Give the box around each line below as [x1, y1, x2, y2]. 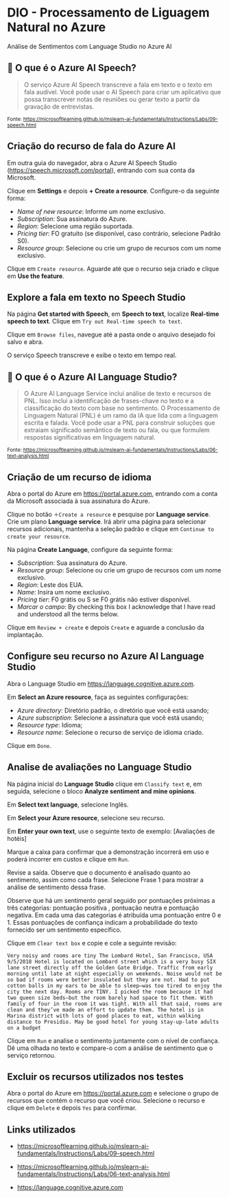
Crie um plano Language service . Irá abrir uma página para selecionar [7, 517, 206, 526]
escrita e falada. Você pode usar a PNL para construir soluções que [23, 418, 215, 427]
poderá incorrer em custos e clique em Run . [7, 855, 130, 863]
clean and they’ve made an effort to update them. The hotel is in [7, 1006, 204, 1013]
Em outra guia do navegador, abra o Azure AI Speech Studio [7, 158, 177, 167]
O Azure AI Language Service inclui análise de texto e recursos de [23, 389, 211, 398]
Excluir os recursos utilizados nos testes [7, 1071, 184, 1083]
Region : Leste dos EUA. [16, 581, 84, 589]
